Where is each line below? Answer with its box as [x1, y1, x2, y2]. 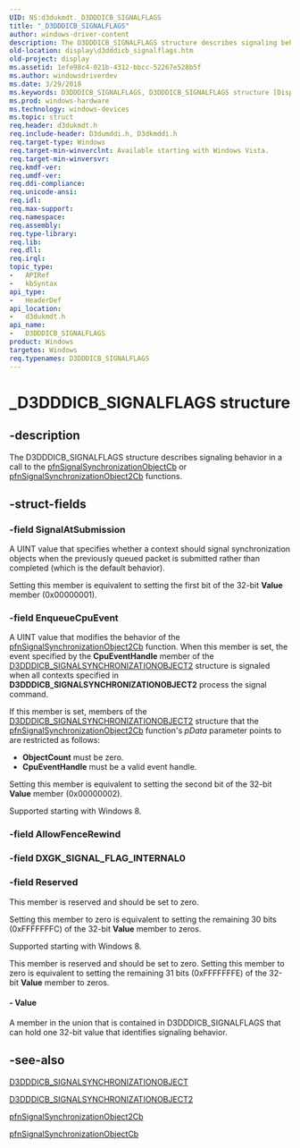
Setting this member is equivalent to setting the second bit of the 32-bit [9, 779, 272, 789]
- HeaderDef [9, 296, 62, 305]
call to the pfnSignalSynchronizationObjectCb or [9, 461, 187, 472]
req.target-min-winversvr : [9, 154, 110, 164]
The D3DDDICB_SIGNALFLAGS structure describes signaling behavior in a [9, 452, 283, 462]
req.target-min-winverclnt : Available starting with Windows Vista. [9, 146, 270, 155]
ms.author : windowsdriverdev [9, 72, 118, 80]
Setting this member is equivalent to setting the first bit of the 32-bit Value [9, 580, 283, 591]
